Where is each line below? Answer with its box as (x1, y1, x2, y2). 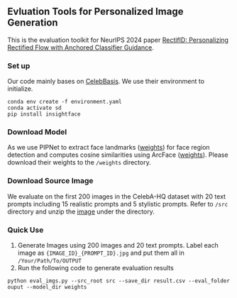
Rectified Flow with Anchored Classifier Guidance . (7, 43, 154, 52)
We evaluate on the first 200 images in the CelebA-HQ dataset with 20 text (7, 192, 226, 201)
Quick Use (7, 225, 44, 235)
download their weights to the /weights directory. (7, 158, 151, 167)
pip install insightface (7, 111, 81, 118)
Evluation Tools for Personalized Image (7, 6, 184, 18)
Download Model (7, 127, 67, 137)
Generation (7, 17, 58, 29)
